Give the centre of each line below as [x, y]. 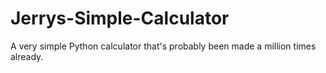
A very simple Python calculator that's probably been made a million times [163, 46]
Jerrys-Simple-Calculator [120, 18]
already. [27, 56]
